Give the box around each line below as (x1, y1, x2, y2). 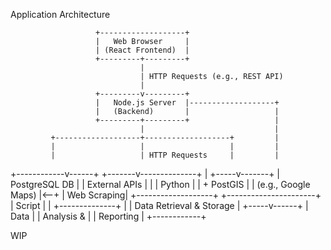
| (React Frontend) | (95, 45, 190, 55)
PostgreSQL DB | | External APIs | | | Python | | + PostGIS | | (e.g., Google (10, 179, 311, 190)
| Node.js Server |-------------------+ (95, 98, 280, 108)
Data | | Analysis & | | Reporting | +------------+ (10, 210, 207, 222)
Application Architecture (10, 9, 111, 20)
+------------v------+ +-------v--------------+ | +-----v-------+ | (10, 168, 280, 179)
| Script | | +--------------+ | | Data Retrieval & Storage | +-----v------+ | (10, 200, 309, 211)
